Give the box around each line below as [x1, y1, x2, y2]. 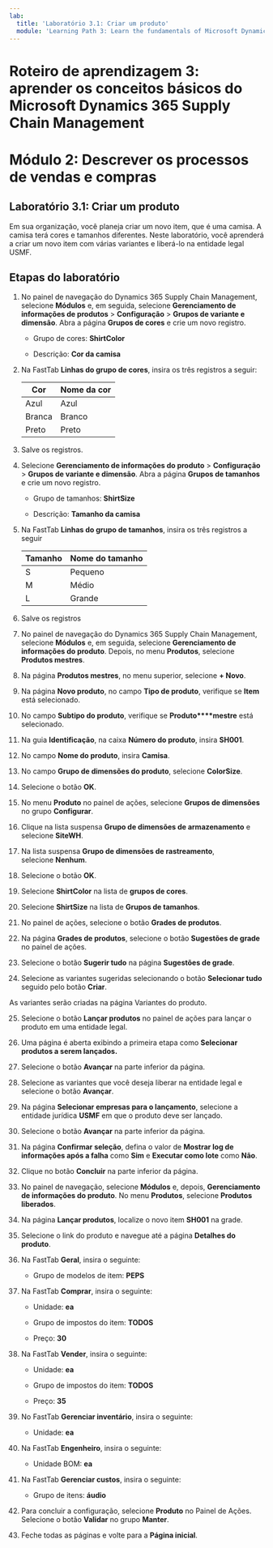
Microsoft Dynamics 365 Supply [9, 96, 231, 114]
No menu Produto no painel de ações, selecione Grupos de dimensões [20, 798, 260, 808]
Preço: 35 [32, 1397, 66, 1406]
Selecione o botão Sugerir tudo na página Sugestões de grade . [20, 957, 235, 968]
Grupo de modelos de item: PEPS [32, 1271, 145, 1281]
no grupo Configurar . [20, 807, 94, 817]
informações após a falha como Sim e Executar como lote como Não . [20, 1151, 258, 1161]
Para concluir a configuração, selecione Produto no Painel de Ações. [20, 1506, 252, 1516]
